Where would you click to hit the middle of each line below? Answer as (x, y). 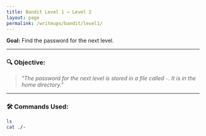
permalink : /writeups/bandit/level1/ (55, 23)
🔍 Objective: (26, 63)
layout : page (23, 18)
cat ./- (16, 127)
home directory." (42, 84)
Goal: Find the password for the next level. (60, 41)
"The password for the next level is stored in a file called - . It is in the (109, 78)
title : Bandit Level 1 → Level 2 (49, 12)
